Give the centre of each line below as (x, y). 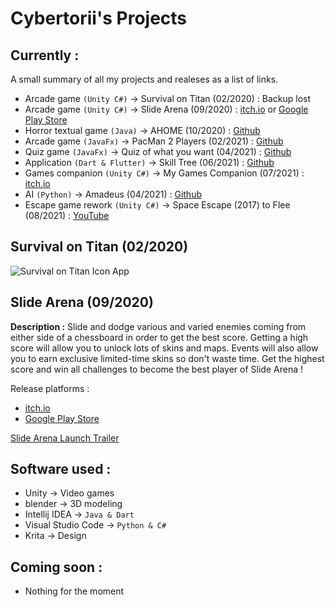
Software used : (61, 469)
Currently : (45, 55)
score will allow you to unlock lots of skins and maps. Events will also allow (164, 348)
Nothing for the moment (74, 591)
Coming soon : (56, 567)
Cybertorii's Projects (99, 18)
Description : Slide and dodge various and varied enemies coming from (158, 326)
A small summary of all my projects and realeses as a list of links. (144, 79)
